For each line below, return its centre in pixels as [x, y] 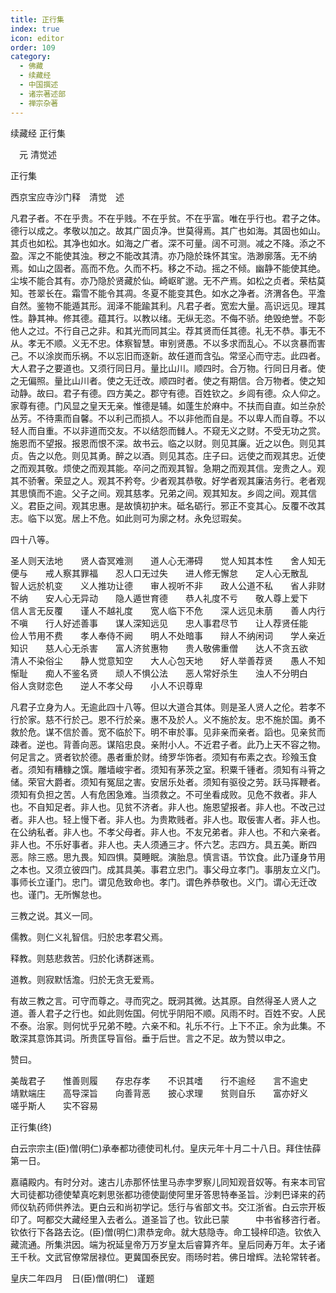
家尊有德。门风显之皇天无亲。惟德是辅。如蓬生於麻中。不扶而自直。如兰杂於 [168, 405]
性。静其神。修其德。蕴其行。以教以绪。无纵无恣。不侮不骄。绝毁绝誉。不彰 [168, 318]
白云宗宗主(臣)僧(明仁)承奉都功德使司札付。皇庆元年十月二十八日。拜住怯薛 [166, 1148]
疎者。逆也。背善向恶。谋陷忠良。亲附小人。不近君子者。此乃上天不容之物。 [168, 744]
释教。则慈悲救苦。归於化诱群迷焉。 [85, 958]
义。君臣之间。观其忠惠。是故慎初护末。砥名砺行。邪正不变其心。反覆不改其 [168, 505]
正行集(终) [31, 1127]
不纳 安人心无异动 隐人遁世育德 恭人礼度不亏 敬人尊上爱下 [159, 598]
